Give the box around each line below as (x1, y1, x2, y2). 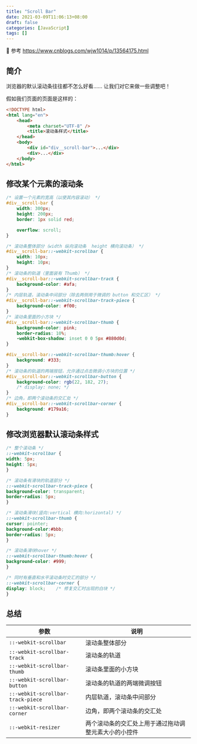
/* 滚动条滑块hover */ (6, 548, 57, 554)
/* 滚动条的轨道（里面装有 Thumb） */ (6, 270, 90, 276)
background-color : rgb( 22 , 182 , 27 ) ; (16, 379, 109, 385)
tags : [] (6, 30, 28, 36)
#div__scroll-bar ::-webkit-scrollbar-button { (6, 373, 122, 380)
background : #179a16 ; (16, 406, 69, 412)
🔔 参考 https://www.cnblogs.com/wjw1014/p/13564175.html (6, 47, 149, 54)
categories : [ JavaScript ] (6, 25, 69, 31)
